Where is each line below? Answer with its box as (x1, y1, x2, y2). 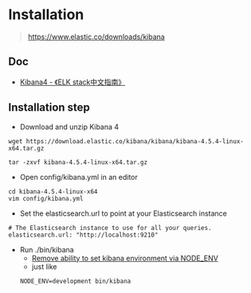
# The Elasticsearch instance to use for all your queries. (8, 224, 213, 232)
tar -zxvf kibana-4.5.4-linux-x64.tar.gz (8, 158, 148, 166)
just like (31, 261, 57, 272)
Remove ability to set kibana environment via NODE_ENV (31, 253, 219, 263)
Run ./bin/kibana (19, 244, 74, 254)
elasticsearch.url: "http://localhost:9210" (8, 231, 159, 239)
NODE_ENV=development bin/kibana (19, 277, 131, 285)
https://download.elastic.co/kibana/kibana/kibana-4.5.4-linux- (25, 137, 245, 145)
